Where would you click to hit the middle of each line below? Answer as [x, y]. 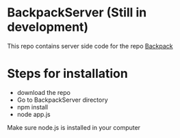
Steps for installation [67, 74]
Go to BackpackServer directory [62, 100]
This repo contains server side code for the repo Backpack [90, 46]
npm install [33, 107]
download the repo [43, 92]
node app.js [34, 114]
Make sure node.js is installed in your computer [74, 127]
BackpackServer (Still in [77, 13]
